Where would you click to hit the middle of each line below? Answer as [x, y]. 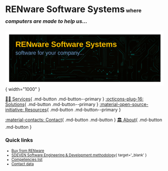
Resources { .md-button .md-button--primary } [73, 110]
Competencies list [27, 159]
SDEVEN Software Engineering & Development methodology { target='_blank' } [79, 155]
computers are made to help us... [46, 21]
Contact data [23, 164]
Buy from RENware [28, 151]
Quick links [19, 140]
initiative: [15, 110]
